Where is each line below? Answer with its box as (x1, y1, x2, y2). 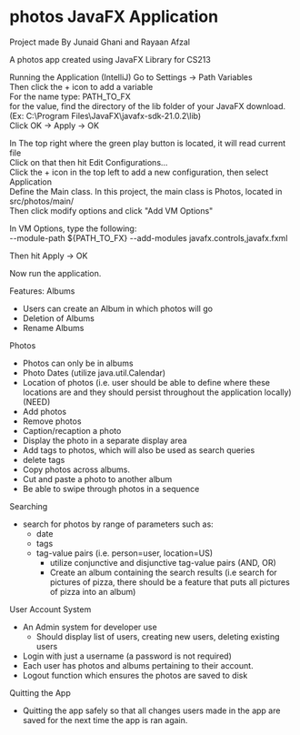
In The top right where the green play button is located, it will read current (9, 137, 286, 148)
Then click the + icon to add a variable (9, 81, 154, 92)
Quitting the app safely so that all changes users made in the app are (22, 705, 281, 716)
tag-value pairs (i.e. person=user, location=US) (35, 548, 214, 559)
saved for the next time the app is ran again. (22, 714, 188, 725)
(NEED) (22, 396, 51, 407)
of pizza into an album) (49, 586, 136, 597)
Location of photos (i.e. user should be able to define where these (22, 377, 271, 388)
